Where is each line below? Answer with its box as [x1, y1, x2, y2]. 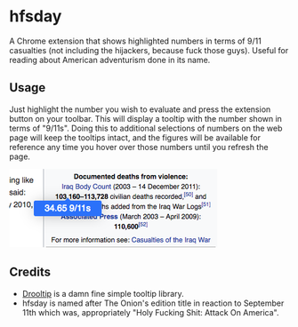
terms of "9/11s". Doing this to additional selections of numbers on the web [9, 123, 283, 133]
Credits [9, 265, 52, 280]
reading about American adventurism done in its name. [9, 54, 211, 65]
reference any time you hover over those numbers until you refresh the [9, 141, 269, 152]
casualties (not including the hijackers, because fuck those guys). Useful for [9, 44, 289, 55]
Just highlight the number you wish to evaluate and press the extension [9, 104, 271, 115]
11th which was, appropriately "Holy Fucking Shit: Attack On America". [21, 307, 279, 317]
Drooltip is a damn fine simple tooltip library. [21, 288, 184, 299]
